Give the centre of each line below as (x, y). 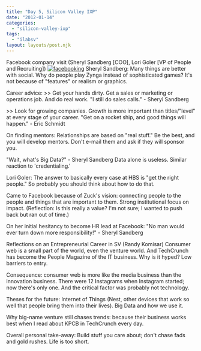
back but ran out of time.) (38, 214)
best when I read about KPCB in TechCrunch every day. (75, 323)
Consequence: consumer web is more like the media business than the (94, 275)
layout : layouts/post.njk (38, 46)
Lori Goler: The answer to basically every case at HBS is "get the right (92, 177)
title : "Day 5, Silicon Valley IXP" (52, 12)
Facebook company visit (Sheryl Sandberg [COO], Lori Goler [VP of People (99, 62)
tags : (13, 34)
